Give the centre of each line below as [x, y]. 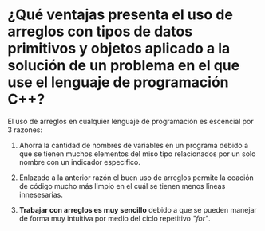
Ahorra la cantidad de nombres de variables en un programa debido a [134, 145]
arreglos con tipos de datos [100, 31]
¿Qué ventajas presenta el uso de [120, 15]
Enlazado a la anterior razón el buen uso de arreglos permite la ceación [136, 178]
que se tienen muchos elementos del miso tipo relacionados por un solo [137, 154]
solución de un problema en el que [124, 66]
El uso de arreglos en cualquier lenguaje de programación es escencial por [131, 121]
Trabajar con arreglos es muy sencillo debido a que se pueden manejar [138, 209]
